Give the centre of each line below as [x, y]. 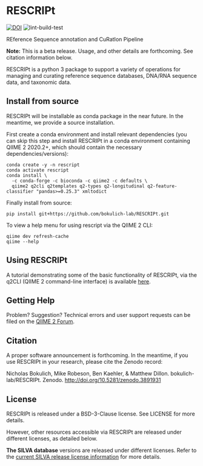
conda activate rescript [38, 170]
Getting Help [31, 300]
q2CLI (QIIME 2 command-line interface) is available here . [79, 281]
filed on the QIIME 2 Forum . [40, 322]
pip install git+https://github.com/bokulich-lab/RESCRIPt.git [88, 214]
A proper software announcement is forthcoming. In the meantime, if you [97, 355]
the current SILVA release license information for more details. [84, 457]
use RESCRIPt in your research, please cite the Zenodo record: [85, 362]
